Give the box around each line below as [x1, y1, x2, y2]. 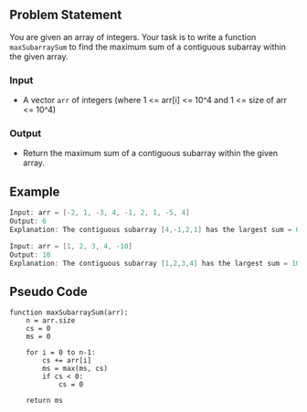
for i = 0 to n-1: [26, 348, 96, 357]
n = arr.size [26, 316, 76, 325]
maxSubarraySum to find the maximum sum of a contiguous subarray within [9, 41, 286, 52]
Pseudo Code [9, 283, 89, 300]
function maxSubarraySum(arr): [9, 308, 129, 318]
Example [9, 184, 60, 199]
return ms [26, 396, 64, 406]
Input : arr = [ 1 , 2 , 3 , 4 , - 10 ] [9, 241, 133, 250]
